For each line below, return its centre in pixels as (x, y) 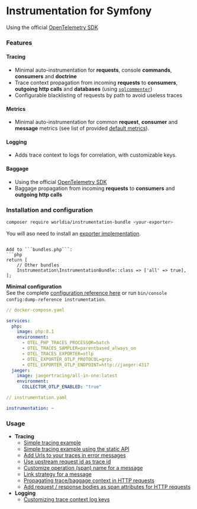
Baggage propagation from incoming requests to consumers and (95, 188)
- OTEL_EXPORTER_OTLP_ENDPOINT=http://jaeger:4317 (85, 365)
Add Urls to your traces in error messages (75, 456)
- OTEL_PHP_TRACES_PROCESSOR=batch (66, 343)
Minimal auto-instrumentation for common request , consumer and (96, 122)
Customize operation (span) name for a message (83, 468)
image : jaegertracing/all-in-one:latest (67, 376)
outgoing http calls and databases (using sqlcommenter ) (83, 89)
